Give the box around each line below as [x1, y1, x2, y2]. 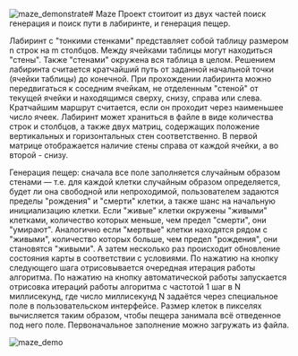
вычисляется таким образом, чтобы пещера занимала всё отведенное [9, 310, 282, 320]
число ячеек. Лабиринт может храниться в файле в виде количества [9, 112, 274, 122]
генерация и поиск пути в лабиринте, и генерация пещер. [9, 18, 231, 29]
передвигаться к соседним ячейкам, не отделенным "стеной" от [9, 83, 259, 93]
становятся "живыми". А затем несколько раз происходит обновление [9, 243, 281, 254]
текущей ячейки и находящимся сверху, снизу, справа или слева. [9, 92, 262, 103]
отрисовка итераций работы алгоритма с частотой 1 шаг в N [9, 282, 242, 291]
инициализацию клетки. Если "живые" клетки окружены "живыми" [9, 205, 268, 215]
